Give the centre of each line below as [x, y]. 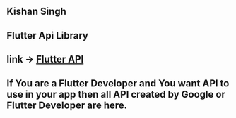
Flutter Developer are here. [67, 105]
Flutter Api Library [48, 35]
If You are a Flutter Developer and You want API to [118, 83]
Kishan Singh [36, 12]
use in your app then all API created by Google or [116, 94]
